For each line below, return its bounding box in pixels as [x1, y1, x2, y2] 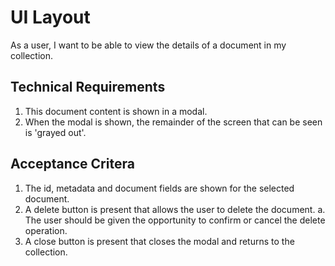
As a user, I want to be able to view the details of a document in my [10, 39, 287, 51]
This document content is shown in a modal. [24, 105, 208, 117]
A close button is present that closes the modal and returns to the [24, 235, 295, 247]
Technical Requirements [10, 79, 166, 96]
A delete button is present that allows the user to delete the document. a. [24, 203, 326, 215]
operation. [24, 224, 68, 236]
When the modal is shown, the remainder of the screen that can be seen [24, 116, 323, 128]
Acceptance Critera [10, 156, 135, 173]
